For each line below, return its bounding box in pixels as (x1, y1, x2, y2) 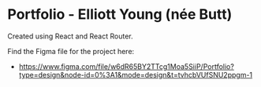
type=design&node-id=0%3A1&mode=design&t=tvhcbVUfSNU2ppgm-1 (18, 70, 253, 79)
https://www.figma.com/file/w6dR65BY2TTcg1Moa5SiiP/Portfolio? (18, 61, 234, 71)
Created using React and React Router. (7, 31, 133, 41)
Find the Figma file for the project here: (7, 46, 135, 56)
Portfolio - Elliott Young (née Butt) (7, 5, 233, 24)
